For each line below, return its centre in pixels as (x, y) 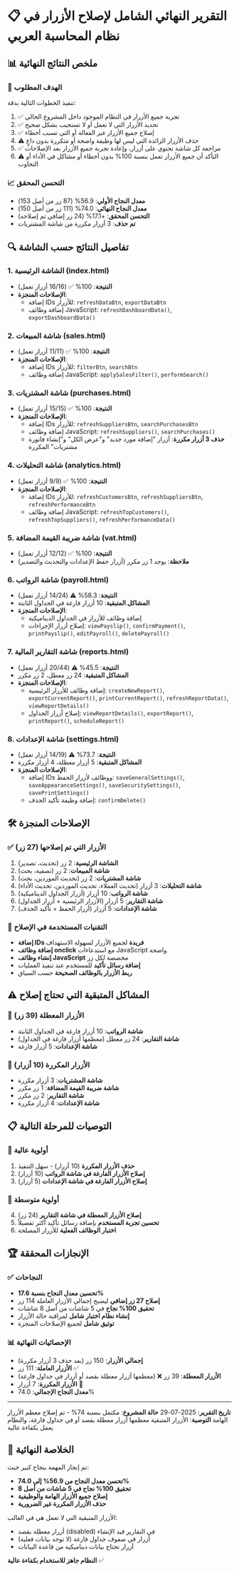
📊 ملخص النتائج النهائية (53, 63)
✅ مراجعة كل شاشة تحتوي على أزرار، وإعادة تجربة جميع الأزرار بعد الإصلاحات (119, 148)
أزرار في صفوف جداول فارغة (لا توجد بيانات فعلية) (84, 1538)
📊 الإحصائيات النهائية (39, 1342)
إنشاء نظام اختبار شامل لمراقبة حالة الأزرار (74, 1316)
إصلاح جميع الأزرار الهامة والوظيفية (63, 1496)
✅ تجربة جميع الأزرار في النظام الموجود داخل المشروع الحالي (99, 116)
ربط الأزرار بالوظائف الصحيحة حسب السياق (75, 972)
